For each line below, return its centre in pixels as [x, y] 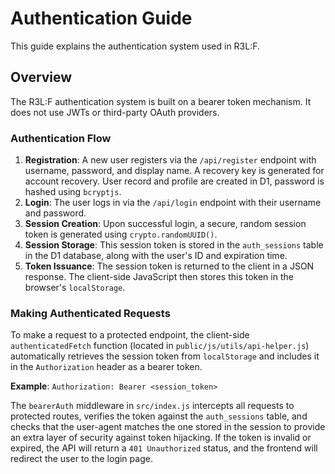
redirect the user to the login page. [81, 459]
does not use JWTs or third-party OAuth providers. [115, 112]
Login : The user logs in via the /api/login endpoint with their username [173, 203]
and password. [55, 213]
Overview [41, 77]
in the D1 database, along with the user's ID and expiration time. [156, 256]
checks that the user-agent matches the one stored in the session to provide [168, 427]
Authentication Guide [101, 18]
